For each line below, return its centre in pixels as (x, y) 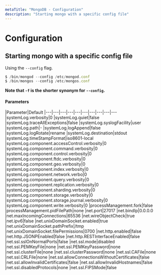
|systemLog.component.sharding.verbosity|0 (50, 190)
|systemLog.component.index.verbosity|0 (47, 169)
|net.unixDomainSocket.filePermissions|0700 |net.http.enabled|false (73, 231)
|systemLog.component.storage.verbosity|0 (49, 195)
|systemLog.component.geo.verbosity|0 (45, 164)
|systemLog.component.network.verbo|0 (46, 174)
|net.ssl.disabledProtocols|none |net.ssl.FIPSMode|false (61, 268)
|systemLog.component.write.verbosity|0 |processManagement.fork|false (79, 205)
